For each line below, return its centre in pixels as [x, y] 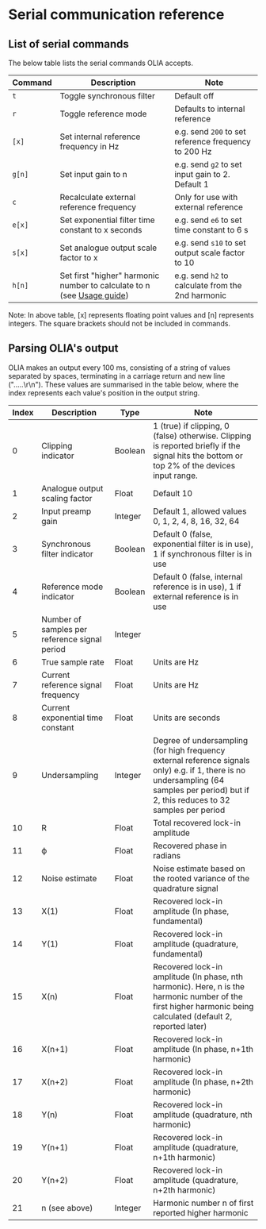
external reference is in [196, 596]
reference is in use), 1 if [197, 587]
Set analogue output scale [108, 248]
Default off [194, 96]
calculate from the [208, 285]
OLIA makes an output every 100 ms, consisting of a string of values [120, 368]
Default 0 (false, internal [198, 576]
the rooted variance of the [201, 878]
